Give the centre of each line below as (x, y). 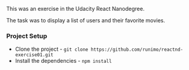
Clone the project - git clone (52, 49)
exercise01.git (34, 55)
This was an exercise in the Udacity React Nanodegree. (75, 9)
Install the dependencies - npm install (63, 61)
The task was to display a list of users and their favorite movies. (86, 20)
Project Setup (27, 36)
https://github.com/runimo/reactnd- (137, 50)
